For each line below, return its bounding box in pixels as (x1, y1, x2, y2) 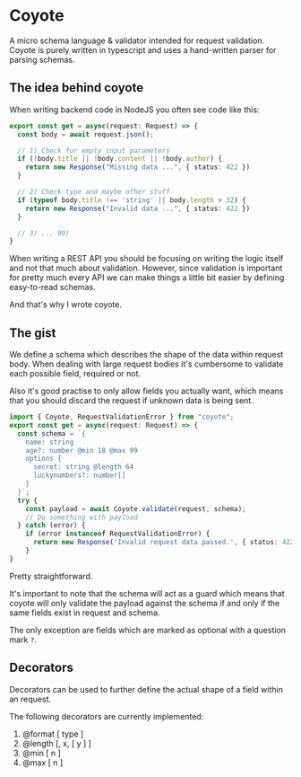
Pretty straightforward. (9, 570, 93, 581)
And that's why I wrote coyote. (9, 299, 123, 310)
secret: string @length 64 (32, 463, 134, 472)
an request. (9, 693, 52, 704)
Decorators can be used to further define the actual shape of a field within (9, 684, 284, 694)
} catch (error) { (17, 521, 87, 530)
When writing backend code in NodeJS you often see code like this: (9, 104, 260, 115)
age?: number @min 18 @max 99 (25, 446, 139, 455)
